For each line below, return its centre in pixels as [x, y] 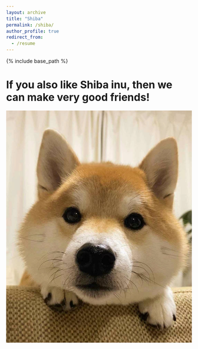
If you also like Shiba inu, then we [89, 85]
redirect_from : [25, 37]
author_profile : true [33, 31]
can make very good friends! [78, 98]
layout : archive [26, 12]
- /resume [23, 44]
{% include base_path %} [37, 61]
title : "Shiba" [25, 19]
